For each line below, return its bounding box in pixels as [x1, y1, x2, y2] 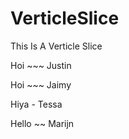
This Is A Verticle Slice [10, 40, 103, 52]
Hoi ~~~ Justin [10, 59, 72, 71]
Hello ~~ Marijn [10, 117, 75, 129]
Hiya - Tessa [10, 98, 63, 110]
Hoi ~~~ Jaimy [10, 78, 72, 91]
